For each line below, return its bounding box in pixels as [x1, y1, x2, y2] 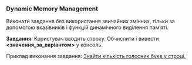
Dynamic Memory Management [6, 5, 99, 13]
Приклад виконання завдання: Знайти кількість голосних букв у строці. [6, 53, 186, 60]
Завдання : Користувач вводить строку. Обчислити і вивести [6, 35, 159, 42]
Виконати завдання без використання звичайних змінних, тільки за [6, 18, 175, 25]
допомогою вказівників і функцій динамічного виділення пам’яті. [6, 24, 169, 31]
